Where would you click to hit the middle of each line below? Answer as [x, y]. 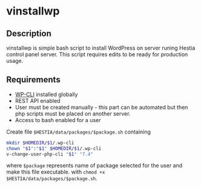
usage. [15, 61]
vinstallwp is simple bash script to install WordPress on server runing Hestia [101, 48]
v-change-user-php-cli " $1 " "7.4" [50, 154]
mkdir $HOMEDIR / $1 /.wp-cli [40, 143]
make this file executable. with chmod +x [56, 172]
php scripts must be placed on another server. [73, 114]
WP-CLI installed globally [46, 94]
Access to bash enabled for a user [58, 120]
